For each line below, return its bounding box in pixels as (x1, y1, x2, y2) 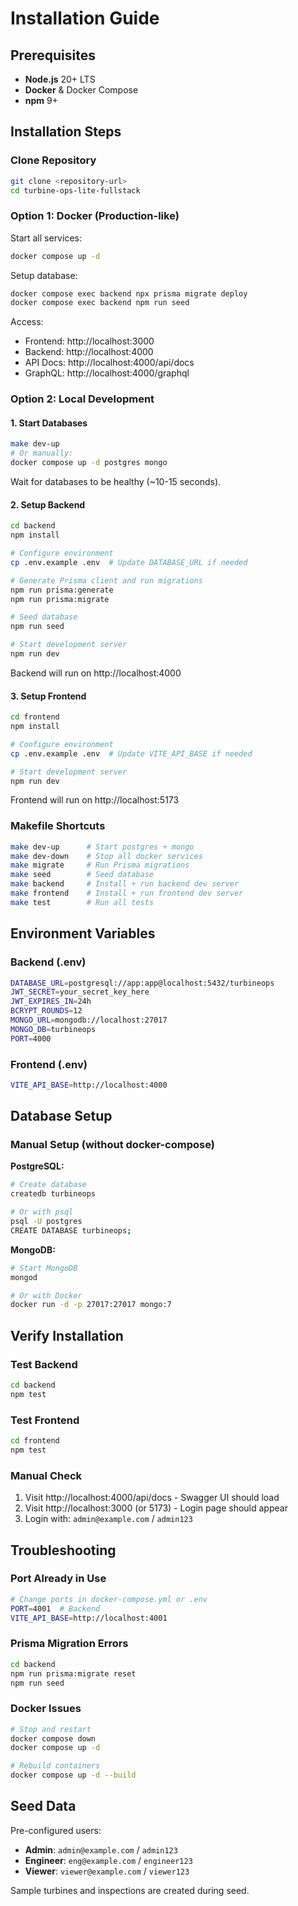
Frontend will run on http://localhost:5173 (10, 794, 180, 806)
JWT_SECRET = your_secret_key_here (10, 987, 150, 997)
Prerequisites (10, 47, 96, 64)
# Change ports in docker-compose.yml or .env (10, 1594, 208, 1604)
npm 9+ (24, 95, 59, 106)
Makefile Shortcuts (10, 819, 106, 833)
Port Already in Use (10, 1572, 107, 1586)
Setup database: (10, 269, 78, 281)
